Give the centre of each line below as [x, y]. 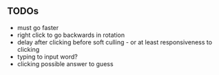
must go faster [38, 27]
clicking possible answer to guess [65, 63]
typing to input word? [47, 57]
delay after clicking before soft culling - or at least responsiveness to [114, 42]
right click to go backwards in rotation [71, 35]
